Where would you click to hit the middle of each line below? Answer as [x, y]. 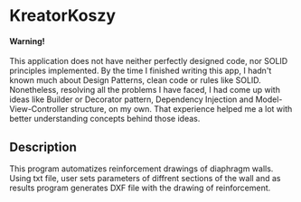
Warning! [27, 41]
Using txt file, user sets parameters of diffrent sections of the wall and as [145, 179]
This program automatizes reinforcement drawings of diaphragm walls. [141, 169]
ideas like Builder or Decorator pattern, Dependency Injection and [132, 99]
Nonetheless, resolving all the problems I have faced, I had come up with [145, 90]
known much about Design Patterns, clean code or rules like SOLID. [136, 80]
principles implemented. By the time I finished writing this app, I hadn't [141, 71]
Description [43, 147]
